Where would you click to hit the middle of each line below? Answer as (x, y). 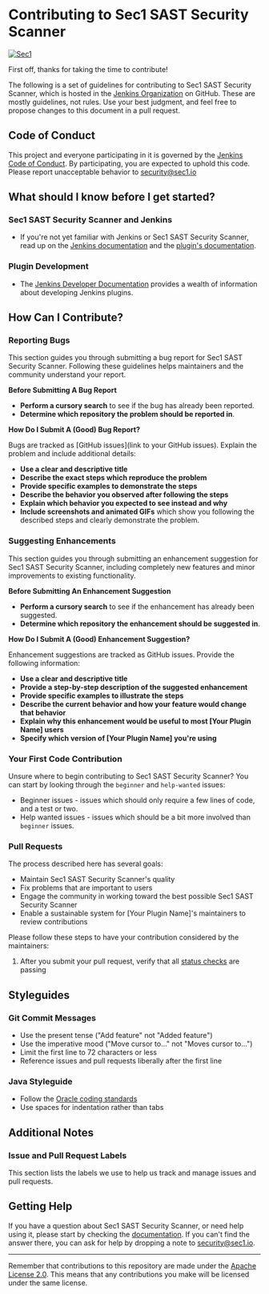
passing (33, 970)
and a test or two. (49, 809)
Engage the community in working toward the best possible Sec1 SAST (137, 896)
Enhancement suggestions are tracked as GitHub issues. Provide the (121, 655)
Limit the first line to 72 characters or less (88, 1052)
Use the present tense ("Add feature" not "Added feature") (116, 1035)
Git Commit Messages (52, 1018)
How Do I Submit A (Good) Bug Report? (74, 430)
